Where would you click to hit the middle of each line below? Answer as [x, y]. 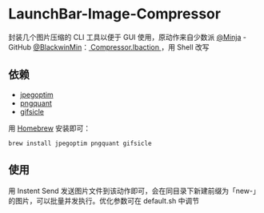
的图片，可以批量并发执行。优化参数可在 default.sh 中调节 [104, 200]
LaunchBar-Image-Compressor [115, 14]
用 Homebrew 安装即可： [50, 128]
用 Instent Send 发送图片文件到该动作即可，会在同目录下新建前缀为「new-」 [134, 191]
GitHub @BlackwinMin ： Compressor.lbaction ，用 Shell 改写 [109, 47]
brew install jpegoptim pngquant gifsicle [80, 143]
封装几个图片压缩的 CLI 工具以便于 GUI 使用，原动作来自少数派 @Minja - [127, 37]
